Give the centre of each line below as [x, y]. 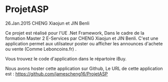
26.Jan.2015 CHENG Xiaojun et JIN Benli [47, 23]
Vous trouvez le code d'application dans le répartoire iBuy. [66, 58]
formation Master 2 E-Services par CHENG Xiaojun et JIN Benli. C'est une [82, 38]
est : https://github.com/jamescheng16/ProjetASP [57, 73]
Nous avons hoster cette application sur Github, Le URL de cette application [84, 68]
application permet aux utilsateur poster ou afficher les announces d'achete [84, 43]
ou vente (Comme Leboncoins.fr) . [41, 49]
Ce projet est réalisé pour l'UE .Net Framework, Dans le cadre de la [75, 33]
